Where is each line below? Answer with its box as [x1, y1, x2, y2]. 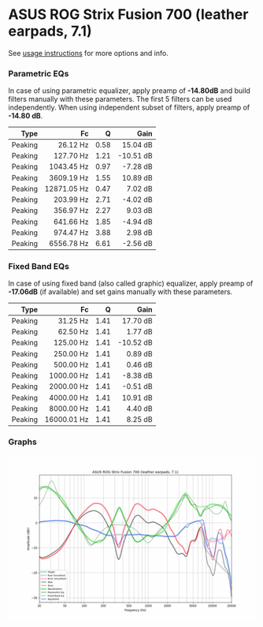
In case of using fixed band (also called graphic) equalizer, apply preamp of [8, 278, 254, 289]
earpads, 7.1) [8, 22, 92, 40]
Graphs [8, 436, 37, 447]
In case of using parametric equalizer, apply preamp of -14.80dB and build [8, 86, 250, 95]
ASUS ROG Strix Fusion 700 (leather [8, 6, 249, 24]
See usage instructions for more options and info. [8, 48, 169, 58]
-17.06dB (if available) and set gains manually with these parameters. [8, 287, 233, 297]
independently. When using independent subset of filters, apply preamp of [8, 103, 250, 112]
